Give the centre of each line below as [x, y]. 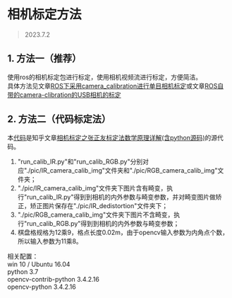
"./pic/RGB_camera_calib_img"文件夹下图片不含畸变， [96, 214]
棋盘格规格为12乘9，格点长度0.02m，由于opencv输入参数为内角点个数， [123, 232]
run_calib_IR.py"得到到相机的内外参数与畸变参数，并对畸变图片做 [122, 197]
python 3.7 [23, 271]
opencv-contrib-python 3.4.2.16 [54, 279]
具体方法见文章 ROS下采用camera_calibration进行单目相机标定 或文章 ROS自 [116, 86]
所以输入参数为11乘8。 [50, 241]
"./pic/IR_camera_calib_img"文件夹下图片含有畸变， [92, 188]
